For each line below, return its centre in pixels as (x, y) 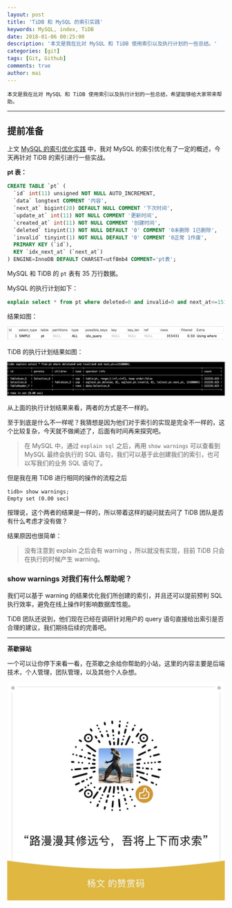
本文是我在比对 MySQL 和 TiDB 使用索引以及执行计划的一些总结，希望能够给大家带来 (112, 94)
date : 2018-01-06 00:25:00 (46, 37)
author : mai (24, 73)
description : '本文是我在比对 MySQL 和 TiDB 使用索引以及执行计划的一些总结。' (112, 44)
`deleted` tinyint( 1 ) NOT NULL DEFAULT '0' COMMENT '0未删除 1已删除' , (115, 230)
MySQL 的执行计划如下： (43, 288)
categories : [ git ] (33, 51)
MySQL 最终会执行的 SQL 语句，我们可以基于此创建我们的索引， (116, 454)
